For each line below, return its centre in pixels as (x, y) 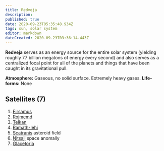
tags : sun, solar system (31, 29)
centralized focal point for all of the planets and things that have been (77, 63)
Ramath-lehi (25, 127)
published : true (22, 19)
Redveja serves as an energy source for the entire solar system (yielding (81, 52)
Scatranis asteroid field (37, 133)
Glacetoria (23, 143)
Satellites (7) (25, 99)
